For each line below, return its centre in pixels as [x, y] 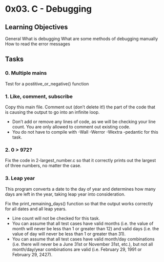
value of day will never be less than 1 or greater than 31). [69, 234]
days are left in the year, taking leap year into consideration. [65, 194]
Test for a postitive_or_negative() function [47, 83]
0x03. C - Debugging [48, 9]
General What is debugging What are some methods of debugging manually [82, 39]
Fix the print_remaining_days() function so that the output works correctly [79, 203]
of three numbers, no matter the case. [43, 166]
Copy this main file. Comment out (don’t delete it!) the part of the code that [80, 107]
